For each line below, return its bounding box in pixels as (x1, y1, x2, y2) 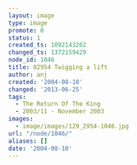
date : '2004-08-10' (8, 144, 73, 152)
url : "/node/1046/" (8, 129, 73, 137)
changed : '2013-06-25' (8, 85, 83, 94)
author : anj (8, 71, 48, 79)
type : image (8, 19, 48, 27)
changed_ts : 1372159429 (8, 48, 87, 56)
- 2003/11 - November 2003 (15, 108, 105, 116)
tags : (8, 93, 26, 101)
